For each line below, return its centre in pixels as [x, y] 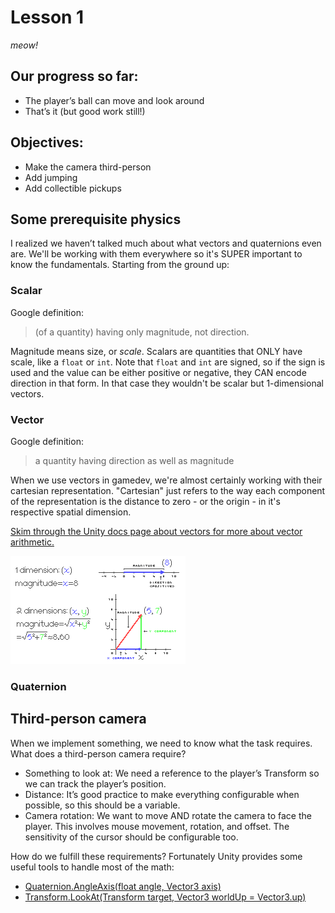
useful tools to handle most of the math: [92, 867]
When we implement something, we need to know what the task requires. [161, 743]
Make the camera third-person [88, 167]
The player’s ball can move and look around [114, 100]
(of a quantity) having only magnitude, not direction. [142, 332]
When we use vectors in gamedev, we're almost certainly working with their [166, 480]
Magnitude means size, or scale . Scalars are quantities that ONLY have [156, 351]
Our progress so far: [74, 76]
